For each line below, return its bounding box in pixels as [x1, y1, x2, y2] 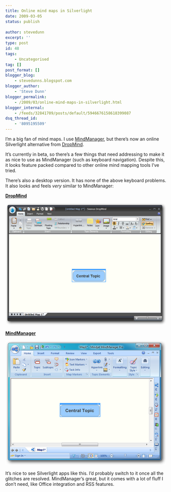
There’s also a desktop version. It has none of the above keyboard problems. [5, 178, 166, 183]
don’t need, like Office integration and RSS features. [5, 481, 115, 487]
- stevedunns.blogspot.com [14, 78, 72, 84]
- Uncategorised [14, 57, 50, 62]
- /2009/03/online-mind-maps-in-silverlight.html [14, 100, 123, 105]
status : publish [5, 19, 40, 24]
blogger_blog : [5, 73, 36, 78]
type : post [5, 41, 29, 46]
